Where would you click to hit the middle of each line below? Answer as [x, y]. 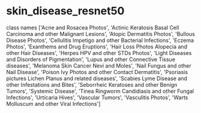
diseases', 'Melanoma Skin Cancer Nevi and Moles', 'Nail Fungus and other [99, 65]
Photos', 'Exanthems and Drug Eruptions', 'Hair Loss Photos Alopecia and [97, 47]
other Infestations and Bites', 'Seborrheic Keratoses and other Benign [92, 84]
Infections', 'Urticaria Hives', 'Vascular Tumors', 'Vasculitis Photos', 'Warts [97, 97]
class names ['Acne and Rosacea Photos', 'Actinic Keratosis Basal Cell [93, 28]
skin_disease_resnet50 [65, 11]
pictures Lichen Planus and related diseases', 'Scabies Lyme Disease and [97, 78]
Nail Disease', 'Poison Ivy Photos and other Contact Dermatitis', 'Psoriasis [97, 72]
